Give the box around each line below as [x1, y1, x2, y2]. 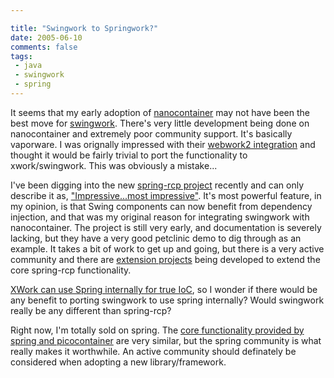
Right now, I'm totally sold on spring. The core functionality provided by [10, 324, 305, 336]
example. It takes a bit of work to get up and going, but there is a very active [10, 242, 325, 255]
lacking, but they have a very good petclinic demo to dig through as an [10, 232, 302, 244]
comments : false [10, 42, 78, 52]
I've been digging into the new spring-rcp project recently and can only [10, 179, 305, 191]
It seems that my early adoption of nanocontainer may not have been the [10, 106, 310, 118]
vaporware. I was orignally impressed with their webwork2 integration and [10, 138, 316, 150]
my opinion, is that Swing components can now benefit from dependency [10, 200, 313, 212]
